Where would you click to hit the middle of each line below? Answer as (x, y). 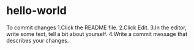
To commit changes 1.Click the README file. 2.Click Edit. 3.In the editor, (96, 27)
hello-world (37, 11)
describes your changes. (38, 40)
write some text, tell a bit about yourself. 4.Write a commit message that (97, 34)
